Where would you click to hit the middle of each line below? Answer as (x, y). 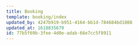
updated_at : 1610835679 (35, 28)
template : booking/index (36, 17)
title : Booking (25, 11)
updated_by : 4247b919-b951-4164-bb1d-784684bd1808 (69, 22)
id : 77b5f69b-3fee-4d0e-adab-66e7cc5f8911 (59, 33)
